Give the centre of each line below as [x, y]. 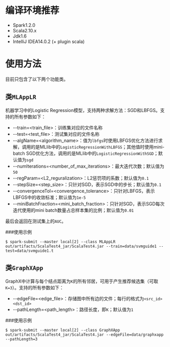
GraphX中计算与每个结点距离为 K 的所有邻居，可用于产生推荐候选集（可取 [82, 281]
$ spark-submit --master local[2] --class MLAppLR [60, 242]
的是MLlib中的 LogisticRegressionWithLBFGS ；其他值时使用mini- [98, 147]
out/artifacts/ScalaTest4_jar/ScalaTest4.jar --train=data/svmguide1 [81, 246]
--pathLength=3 [22, 339]
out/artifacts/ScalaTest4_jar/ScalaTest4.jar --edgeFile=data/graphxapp [84, 335]
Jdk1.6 [20, 36]
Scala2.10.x [25, 30]
